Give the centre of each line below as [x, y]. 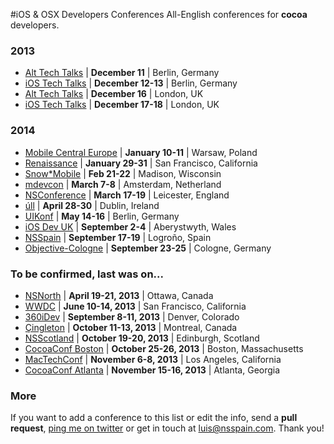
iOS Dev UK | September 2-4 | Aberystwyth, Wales [130, 226]
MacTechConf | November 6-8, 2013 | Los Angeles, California [153, 359]
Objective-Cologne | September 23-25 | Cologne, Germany [148, 248]
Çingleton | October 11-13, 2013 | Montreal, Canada [131, 327]
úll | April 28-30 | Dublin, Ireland [92, 205]
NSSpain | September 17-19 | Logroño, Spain [118, 237]
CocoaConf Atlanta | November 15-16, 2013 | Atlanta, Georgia [152, 370]
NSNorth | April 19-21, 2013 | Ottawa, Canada [119, 295]
